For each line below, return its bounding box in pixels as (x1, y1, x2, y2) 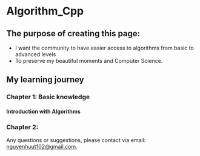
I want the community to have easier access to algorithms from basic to (15, 44, 194, 51)
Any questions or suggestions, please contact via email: (6, 137, 146, 144)
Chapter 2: (6, 123, 38, 131)
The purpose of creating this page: (6, 28, 141, 39)
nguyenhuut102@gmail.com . (6, 143, 78, 151)
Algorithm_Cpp (6, 4, 84, 18)
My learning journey (6, 74, 84, 85)
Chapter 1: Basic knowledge (6, 93, 90, 101)
